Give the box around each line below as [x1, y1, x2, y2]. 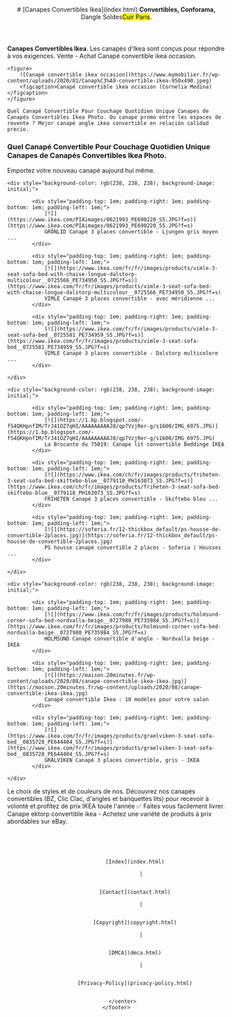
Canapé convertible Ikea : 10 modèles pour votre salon [44, 696, 209, 703]
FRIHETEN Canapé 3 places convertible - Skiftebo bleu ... [44, 496, 218, 503]
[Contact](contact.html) [99, 889, 171, 896]
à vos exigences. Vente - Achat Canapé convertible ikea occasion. [7, 52, 197, 60]
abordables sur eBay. [7, 817, 68, 825]
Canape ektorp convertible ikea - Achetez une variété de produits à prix [7, 810, 213, 818]
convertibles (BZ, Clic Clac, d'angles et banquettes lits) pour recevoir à [7, 795, 209, 803]
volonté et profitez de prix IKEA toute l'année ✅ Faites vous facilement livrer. [7, 802, 225, 810]
